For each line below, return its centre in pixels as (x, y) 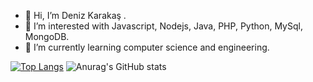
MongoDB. (47, 36)
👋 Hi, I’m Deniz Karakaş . (75, 15)
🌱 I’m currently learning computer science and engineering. (147, 47)
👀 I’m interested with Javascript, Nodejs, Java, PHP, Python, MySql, (163, 26)
